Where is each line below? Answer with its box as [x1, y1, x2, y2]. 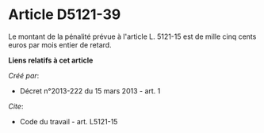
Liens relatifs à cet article [8, 55, 94, 65]
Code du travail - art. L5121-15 [19, 116, 118, 126]
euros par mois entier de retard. [8, 40, 113, 49]
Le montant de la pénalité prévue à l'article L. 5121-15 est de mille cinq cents [8, 32, 257, 41]
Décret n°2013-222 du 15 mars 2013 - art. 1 [19, 85, 161, 96]
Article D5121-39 [8, 6, 121, 24]
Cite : [8, 101, 24, 111]
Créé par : [8, 70, 40, 80]
